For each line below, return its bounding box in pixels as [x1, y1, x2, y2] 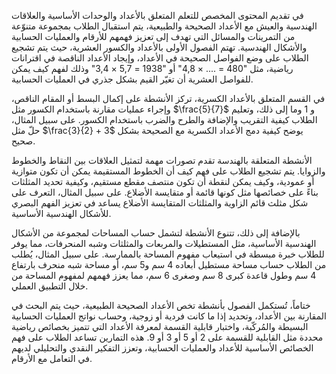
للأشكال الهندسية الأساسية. [11, 208, 112, 219]
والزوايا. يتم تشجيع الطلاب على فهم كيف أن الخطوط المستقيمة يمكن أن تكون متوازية [11, 165, 326, 177]
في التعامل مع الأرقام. [11, 353, 93, 364]
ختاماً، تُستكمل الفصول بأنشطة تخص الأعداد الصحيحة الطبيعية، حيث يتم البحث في [11, 300, 311, 311]
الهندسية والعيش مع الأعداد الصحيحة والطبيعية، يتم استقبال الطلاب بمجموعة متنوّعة [11, 20, 318, 32]
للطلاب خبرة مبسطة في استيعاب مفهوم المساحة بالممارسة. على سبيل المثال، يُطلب [11, 248, 325, 260]
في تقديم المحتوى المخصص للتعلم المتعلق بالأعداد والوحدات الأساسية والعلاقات [11, 10, 304, 21]
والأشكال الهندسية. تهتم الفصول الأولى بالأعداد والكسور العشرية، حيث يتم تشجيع [11, 41, 308, 53]
